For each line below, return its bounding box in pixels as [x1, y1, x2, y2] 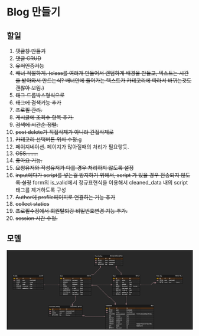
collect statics [15, 200, 50, 207]
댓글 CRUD [15, 55, 42, 62]
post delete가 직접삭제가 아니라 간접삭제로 [15, 129, 114, 136]
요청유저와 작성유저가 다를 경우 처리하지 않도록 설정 [15, 164, 134, 171]
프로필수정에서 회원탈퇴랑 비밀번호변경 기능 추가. [15, 207, 128, 214]
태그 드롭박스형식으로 [15, 92, 65, 98]
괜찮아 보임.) [15, 84, 45, 91]
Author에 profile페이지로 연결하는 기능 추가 [15, 194, 116, 200]
